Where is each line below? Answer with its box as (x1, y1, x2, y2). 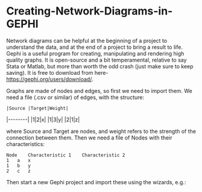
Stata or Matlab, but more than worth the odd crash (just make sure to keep (6, 62, 194, 70)
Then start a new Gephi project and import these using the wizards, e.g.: (6, 178, 186, 185)
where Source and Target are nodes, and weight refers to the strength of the (6, 127, 197, 135)
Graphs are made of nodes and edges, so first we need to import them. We (6, 87, 193, 94)
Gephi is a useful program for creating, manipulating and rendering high (6, 50, 185, 57)
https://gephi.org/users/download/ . (6, 75, 93, 83)
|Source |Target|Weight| (6, 105, 69, 111)
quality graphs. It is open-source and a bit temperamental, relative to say (6, 56, 187, 63)
